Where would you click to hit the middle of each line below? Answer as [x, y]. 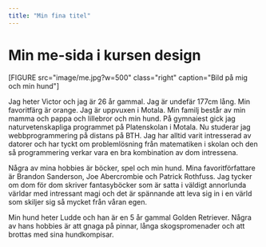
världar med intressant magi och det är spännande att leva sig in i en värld [130, 193]
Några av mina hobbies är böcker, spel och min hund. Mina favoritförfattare [132, 168]
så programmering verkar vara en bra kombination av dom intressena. [123, 152]
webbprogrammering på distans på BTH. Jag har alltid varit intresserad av [130, 135]
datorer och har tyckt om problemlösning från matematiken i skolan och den [133, 144]
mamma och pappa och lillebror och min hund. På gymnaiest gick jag [122, 118]
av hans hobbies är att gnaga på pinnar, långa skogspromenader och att [127, 225]
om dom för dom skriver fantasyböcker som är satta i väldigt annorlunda [127, 185]
